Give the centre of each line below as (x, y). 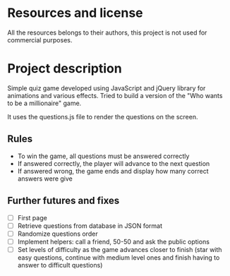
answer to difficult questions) (60, 265)
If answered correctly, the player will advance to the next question (114, 163)
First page (32, 217)
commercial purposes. (40, 40)
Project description (65, 69)
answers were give (45, 179)
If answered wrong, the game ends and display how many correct (113, 171)
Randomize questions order (57, 234)
